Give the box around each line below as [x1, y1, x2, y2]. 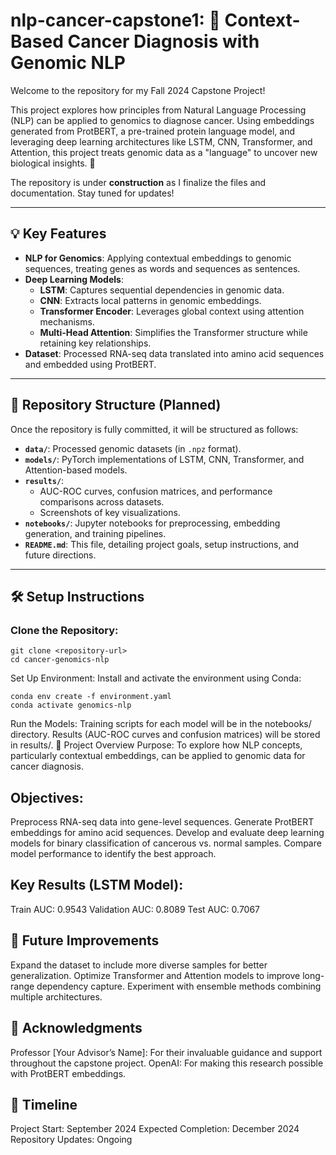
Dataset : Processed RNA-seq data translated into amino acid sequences [24, 347, 325, 359]
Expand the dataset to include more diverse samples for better [10, 959, 268, 971]
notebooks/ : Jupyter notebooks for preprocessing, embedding [24, 517, 281, 529]
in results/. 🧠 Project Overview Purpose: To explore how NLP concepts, [10, 739, 303, 751]
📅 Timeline [10, 1096, 78, 1113]
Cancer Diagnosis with [67, 30, 260, 53]
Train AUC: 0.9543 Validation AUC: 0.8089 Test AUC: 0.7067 [10, 903, 261, 915]
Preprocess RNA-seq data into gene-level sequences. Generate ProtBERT [10, 816, 315, 828]
